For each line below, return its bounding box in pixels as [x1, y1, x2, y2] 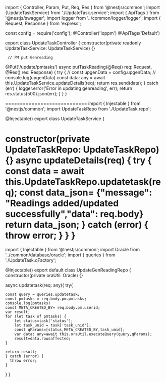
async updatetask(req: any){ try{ [5, 282, 73, 288]
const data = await [5, 166, 85, 177]
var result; [5, 309, 30, 314]
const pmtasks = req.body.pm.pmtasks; [5, 296, 87, 301]
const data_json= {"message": [19, 187, 152, 198]
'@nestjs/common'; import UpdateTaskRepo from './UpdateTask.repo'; [5, 106, 151, 112]
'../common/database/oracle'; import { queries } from [5, 252, 116, 258]
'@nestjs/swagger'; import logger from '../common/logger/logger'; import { [5, 15, 161, 21]
